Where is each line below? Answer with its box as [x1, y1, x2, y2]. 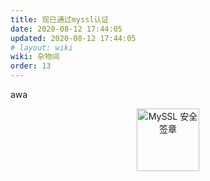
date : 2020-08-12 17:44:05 [10, 24, 123, 34]
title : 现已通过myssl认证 [10, 14, 110, 25]
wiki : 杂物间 [10, 52, 60, 62]
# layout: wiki [10, 42, 74, 53]
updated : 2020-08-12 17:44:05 [10, 33, 137, 43]
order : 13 [10, 61, 52, 71]
